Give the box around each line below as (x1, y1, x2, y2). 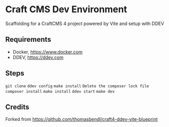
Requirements (5, 35, 51, 44)
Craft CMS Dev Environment (5, 4, 128, 15)
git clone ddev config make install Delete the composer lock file (5, 83, 150, 89)
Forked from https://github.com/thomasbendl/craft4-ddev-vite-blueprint (5, 116, 158, 122)
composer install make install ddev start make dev (5, 89, 115, 94)
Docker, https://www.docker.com (12, 48, 83, 55)
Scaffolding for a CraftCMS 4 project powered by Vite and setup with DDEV (5, 20, 164, 27)
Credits (5, 103, 30, 111)
